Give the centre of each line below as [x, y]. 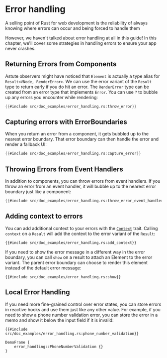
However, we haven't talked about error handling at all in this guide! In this [81, 38]
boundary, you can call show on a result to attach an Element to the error [79, 257]
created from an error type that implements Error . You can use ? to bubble [82, 92]
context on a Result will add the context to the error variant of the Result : [80, 234]
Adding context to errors [44, 216]
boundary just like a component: [38, 192]
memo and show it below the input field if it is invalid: [59, 320]
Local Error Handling [38, 292]
